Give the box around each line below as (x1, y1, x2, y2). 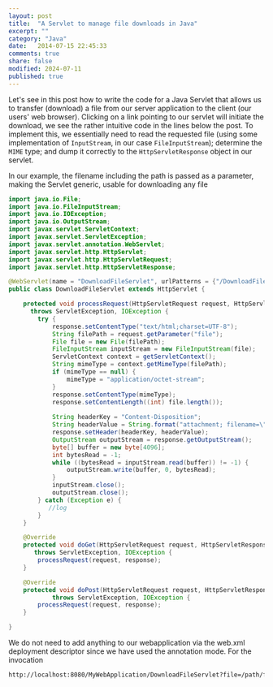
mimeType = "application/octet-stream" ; (66, 375, 206, 383)
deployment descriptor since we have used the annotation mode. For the (8, 646, 252, 656)
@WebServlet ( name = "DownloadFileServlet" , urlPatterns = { (8, 278, 217, 286)
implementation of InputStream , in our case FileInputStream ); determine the (8, 137, 262, 147)
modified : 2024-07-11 (8, 65, 82, 73)
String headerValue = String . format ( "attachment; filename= (51, 421, 260, 429)
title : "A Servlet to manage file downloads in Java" (8, 19, 198, 28)
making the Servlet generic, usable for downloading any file (8, 179, 209, 189)
